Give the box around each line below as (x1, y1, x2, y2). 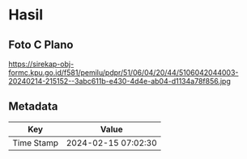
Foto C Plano (8, 38, 74, 52)
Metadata (8, 99, 58, 114)
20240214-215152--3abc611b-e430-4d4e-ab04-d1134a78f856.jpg (8, 77, 231, 86)
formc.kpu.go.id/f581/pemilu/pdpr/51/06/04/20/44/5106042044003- (8, 68, 239, 77)
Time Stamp (12, 137, 59, 149)
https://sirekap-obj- (8, 59, 75, 69)
